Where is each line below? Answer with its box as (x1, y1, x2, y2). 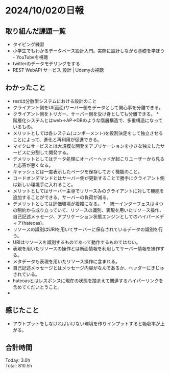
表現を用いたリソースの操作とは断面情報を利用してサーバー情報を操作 (12, 245, 160, 251)
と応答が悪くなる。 (12, 162, 54, 168)
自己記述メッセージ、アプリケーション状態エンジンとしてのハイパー (12, 213, 156, 220)
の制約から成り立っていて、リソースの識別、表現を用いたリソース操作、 (12, 207, 164, 213)
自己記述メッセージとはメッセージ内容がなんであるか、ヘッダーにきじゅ (12, 265, 165, 271)
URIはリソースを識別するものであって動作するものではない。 (12, 239, 141, 245)
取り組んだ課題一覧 (5, 27, 66, 35)
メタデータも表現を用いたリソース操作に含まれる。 (12, 258, 120, 264)
